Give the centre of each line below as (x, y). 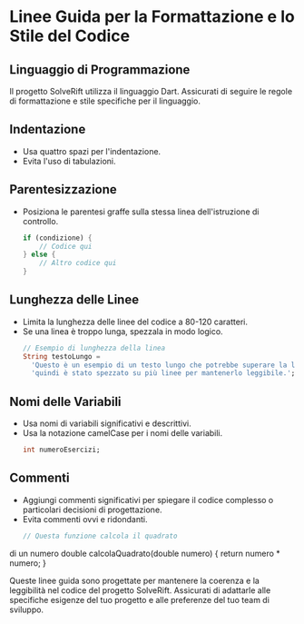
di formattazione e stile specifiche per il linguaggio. (105, 101)
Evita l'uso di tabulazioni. (69, 161)
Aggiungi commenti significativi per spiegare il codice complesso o (148, 500)
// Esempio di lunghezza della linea (94, 348)
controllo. (40, 221)
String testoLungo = (61, 356)
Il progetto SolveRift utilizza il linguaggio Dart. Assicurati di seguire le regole (151, 91)
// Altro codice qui (78, 263)
